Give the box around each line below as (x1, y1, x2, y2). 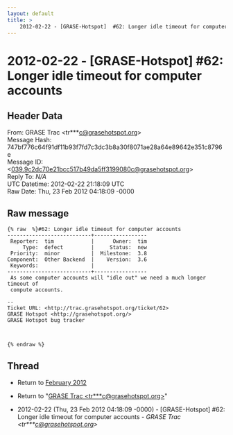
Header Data (7, 110, 63, 121)
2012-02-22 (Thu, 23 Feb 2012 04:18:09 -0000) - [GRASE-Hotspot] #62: (17, 405, 225, 413)
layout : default (7, 10, 54, 17)
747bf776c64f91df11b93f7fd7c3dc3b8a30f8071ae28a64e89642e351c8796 (7, 143, 223, 151)
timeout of (7, 280, 39, 288)
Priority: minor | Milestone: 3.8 (10, 250, 148, 257)
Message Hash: (7, 136, 52, 144)
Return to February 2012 (17, 379, 87, 386)
